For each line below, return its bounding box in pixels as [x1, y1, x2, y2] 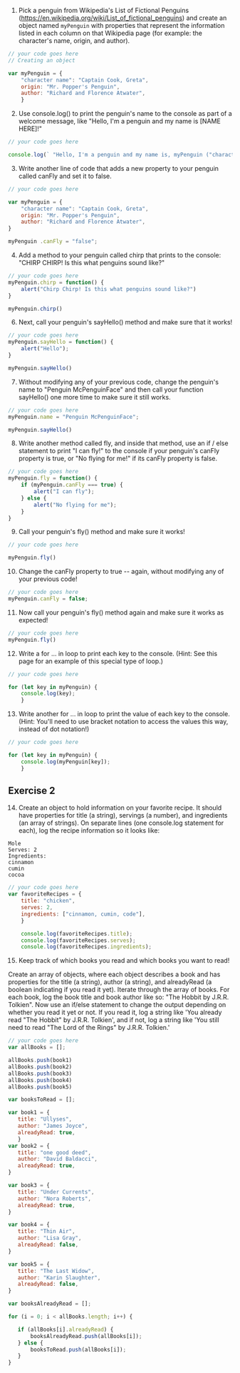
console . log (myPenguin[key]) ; [21, 758, 111, 765]
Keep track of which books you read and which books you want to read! [18, 956, 230, 965]
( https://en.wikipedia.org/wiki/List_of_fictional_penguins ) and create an [18, 14, 227, 22]
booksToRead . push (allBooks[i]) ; [30, 1346, 127, 1353]
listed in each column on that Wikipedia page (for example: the [18, 29, 202, 37]
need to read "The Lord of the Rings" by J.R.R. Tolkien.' [8, 1023, 170, 1032]
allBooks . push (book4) [8, 1076, 73, 1084]
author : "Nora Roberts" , [17, 1195, 92, 1202]
